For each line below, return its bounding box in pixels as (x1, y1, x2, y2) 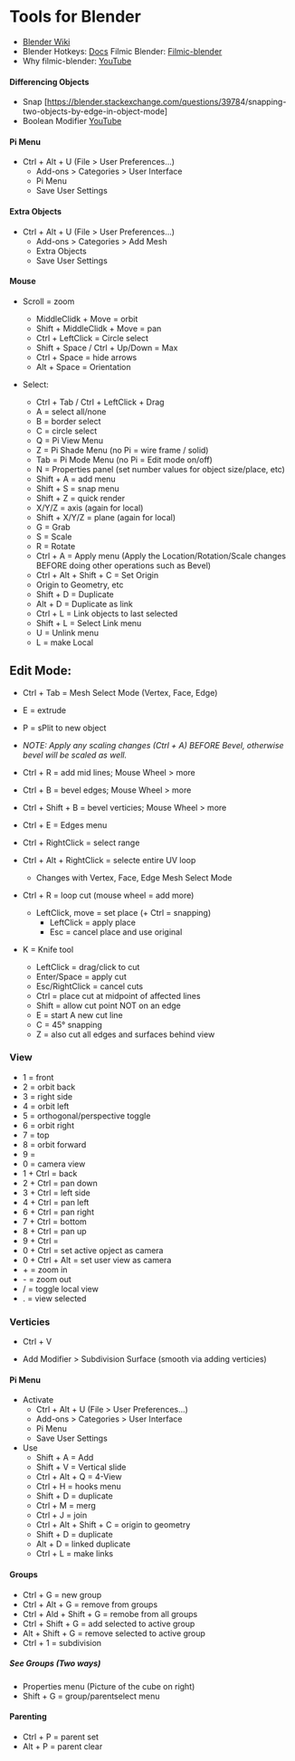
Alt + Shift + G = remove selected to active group (22, 1627, 206, 1639)
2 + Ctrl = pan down (22, 1177, 98, 1188)
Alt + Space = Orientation (35, 361, 131, 372)
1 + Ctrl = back (22, 1167, 78, 1178)
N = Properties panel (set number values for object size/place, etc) (35, 463, 285, 474)
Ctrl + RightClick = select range (22, 837, 140, 848)
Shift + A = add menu (35, 473, 116, 484)
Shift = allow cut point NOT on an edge (35, 1000, 181, 1011)
